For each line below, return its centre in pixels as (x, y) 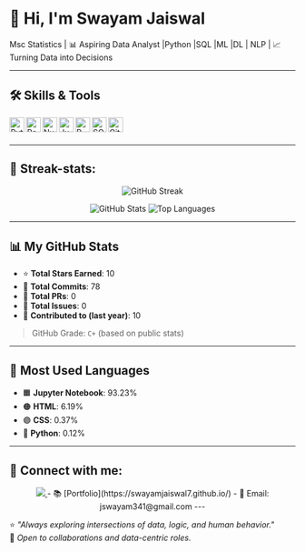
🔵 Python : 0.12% (54, 433)
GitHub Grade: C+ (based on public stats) (108, 333)
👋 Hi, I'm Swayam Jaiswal (108, 19)
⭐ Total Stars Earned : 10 (69, 274)
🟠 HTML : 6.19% (53, 406)
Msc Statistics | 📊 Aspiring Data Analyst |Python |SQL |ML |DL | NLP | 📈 (145, 44)
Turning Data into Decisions (61, 57)
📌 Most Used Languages (79, 371)
